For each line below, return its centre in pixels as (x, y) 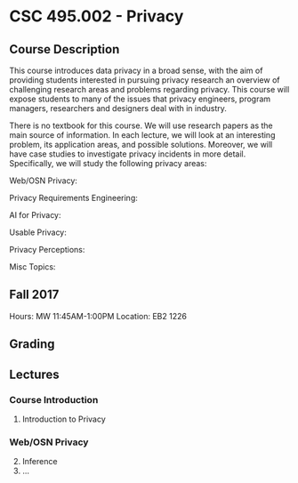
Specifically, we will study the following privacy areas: (108, 163)
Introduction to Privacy (64, 419)
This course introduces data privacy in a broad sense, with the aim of (136, 70)
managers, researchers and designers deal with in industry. (118, 108)
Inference (40, 462)
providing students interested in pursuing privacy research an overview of (145, 80)
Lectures (34, 374)
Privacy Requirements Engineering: (73, 198)
